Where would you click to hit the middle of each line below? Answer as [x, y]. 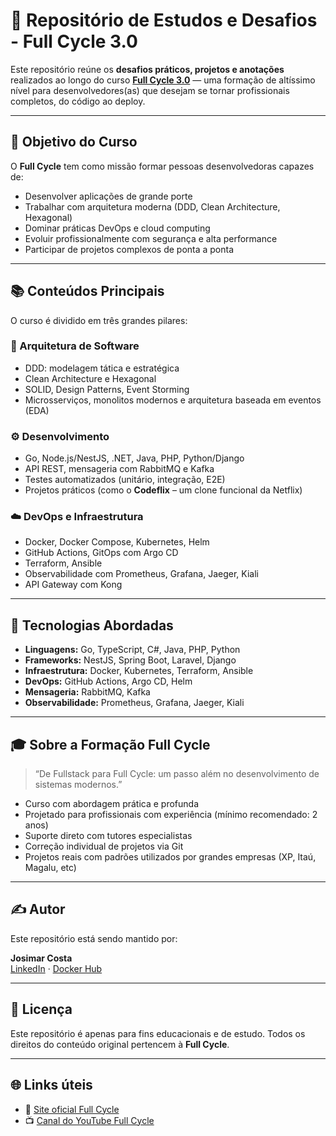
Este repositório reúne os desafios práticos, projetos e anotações [147, 69]
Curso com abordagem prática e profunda [112, 804]
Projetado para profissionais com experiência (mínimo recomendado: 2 [171, 815]
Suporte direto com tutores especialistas [108, 836]
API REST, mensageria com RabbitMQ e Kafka [119, 469]
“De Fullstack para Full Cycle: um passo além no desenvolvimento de [177, 774]
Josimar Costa [41, 958]
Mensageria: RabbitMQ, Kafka [87, 692]
